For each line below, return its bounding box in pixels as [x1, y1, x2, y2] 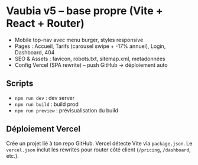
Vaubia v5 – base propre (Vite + [6, 4, 164, 18]
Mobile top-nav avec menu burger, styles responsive [14, 36, 144, 43]
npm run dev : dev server [14, 94, 75, 101]
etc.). [6, 152, 19, 159]
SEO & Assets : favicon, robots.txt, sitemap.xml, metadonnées [14, 55, 165, 62]
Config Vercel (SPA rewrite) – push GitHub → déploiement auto [14, 61, 168, 69]
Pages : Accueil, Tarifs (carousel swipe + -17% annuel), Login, [14, 43, 166, 50]
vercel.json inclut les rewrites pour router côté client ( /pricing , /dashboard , [6, 146, 191, 153]
